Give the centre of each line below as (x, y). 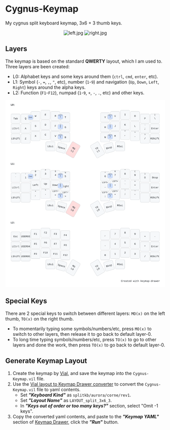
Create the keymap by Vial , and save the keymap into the (72, 373)
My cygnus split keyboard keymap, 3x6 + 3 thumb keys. (64, 23)
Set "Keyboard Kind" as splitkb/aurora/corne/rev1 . (76, 395)
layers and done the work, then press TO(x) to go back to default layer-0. (89, 345)
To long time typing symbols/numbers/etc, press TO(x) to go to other (84, 339)
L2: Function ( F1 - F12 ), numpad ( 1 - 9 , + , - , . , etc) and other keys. (78, 93)
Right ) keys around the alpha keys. (49, 87)
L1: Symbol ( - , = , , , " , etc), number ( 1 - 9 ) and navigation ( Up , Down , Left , (86, 82)
